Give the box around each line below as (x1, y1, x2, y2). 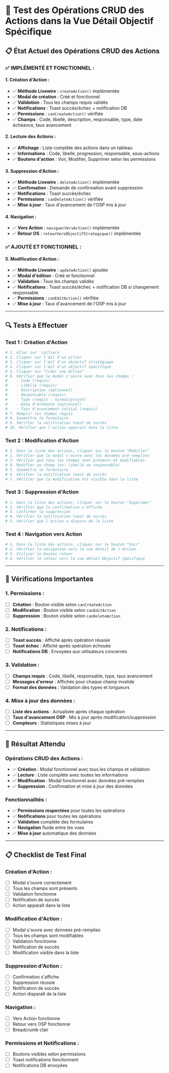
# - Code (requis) (5, 378, 51, 384)
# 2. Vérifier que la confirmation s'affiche (5, 504, 102, 510)
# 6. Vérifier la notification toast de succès (5, 472, 107, 477)
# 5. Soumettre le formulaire (5, 467, 69, 472)
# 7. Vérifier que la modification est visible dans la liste (5, 476, 138, 482)
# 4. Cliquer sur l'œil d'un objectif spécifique (5, 364, 112, 369)
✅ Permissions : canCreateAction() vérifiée (12, 110, 103, 116)
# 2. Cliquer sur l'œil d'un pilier (5, 355, 82, 360)
